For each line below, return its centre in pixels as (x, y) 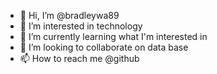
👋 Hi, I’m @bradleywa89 (69, 15)
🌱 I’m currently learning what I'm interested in (113, 36)
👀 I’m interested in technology (81, 26)
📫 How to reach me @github (79, 58)
